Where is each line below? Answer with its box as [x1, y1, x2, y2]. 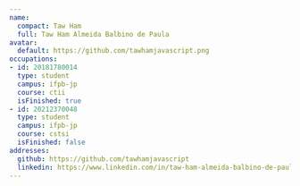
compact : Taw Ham [17, 21, 82, 30]
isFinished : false [17, 138, 87, 147]
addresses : [9, 146, 50, 155]
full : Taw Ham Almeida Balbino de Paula [17, 30, 170, 38]
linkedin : [17, 163, 54, 172]
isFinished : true [17, 96, 82, 106]
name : [9, 13, 29, 22]
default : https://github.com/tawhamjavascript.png [17, 46, 210, 55]
